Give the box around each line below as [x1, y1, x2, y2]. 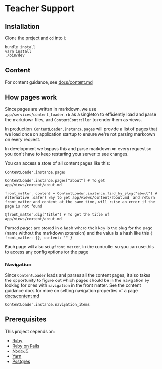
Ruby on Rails [12, 343, 40, 349]
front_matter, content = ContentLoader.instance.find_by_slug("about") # [5, 191, 158, 196]
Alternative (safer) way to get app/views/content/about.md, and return [5, 195, 155, 200]
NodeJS [12, 348, 29, 354]
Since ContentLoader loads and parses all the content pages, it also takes [5, 272, 151, 278]
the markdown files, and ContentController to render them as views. [5, 116, 142, 122]
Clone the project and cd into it [5, 35, 66, 41]
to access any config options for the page [5, 249, 89, 255]
